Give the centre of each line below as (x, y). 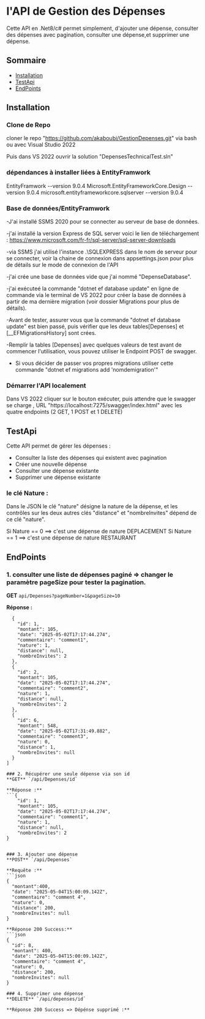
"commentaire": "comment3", (53, 737)
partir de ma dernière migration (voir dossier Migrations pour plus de (93, 302)
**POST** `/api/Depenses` (39, 860)
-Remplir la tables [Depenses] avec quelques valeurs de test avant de (94, 345)
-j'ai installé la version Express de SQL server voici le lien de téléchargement (103, 233)
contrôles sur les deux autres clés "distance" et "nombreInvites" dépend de (102, 513)
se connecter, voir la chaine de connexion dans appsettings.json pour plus (100, 258)
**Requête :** (24, 871)
